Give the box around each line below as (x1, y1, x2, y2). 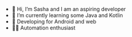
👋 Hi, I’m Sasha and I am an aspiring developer (11, 6, 126, 12)
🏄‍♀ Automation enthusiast (11, 24, 76, 31)
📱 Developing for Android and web (11, 18, 97, 25)
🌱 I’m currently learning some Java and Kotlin (11, 12, 123, 19)
